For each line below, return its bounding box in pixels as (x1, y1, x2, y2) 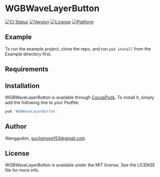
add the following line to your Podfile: (5, 99, 80, 105)
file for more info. (5, 167, 40, 173)
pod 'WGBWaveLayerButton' (5, 109, 57, 114)
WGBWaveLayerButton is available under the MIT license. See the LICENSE (5, 162, 155, 168)
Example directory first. (5, 51, 52, 57)
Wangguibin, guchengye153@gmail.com (5, 135, 86, 141)
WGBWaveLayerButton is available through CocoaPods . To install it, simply (5, 94, 154, 100)
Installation (5, 81, 40, 90)
